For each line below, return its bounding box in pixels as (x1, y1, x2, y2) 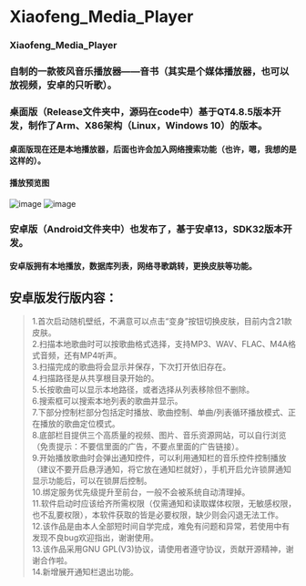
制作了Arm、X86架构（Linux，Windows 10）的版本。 (27, 118, 268, 131)
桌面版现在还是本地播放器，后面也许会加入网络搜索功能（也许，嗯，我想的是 (9, 143, 297, 154)
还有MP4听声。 (63, 350, 122, 361)
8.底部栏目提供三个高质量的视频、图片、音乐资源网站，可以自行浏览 (31, 430, 287, 441)
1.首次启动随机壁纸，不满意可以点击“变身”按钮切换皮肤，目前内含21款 (31, 316, 293, 327)
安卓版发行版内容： (9, 290, 117, 305)
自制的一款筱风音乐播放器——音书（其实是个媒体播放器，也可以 (9, 66, 290, 78)
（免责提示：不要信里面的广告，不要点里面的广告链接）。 (31, 441, 244, 452)
